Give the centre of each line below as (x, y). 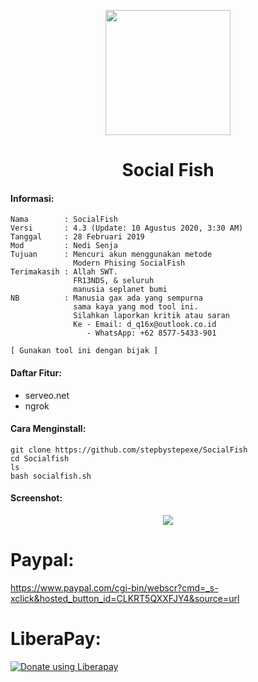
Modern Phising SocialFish (129, 263)
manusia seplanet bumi (120, 290)
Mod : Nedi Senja (64, 246)
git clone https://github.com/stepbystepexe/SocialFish (129, 450)
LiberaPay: (56, 639)
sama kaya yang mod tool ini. (136, 307)
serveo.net (47, 395)
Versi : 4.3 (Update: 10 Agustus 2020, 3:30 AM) (127, 228)
